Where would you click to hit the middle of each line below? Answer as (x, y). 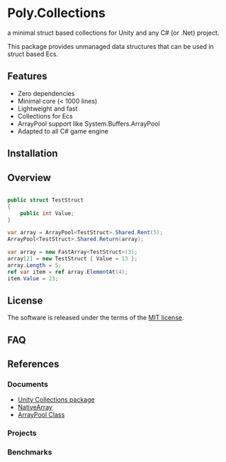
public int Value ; (47, 213)
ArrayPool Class (41, 415)
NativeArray (35, 407)
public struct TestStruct (45, 200)
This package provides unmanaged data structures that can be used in (111, 46)
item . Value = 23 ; (33, 278)
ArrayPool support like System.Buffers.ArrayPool (89, 123)
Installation (33, 154)
